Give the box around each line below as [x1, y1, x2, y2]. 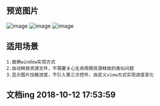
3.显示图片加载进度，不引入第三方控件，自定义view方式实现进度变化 [6, 71, 154, 78]
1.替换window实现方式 [6, 59, 56, 65]
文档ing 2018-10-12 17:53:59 [6, 90, 116, 100]
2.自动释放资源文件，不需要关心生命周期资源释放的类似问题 [6, 65, 134, 71]
